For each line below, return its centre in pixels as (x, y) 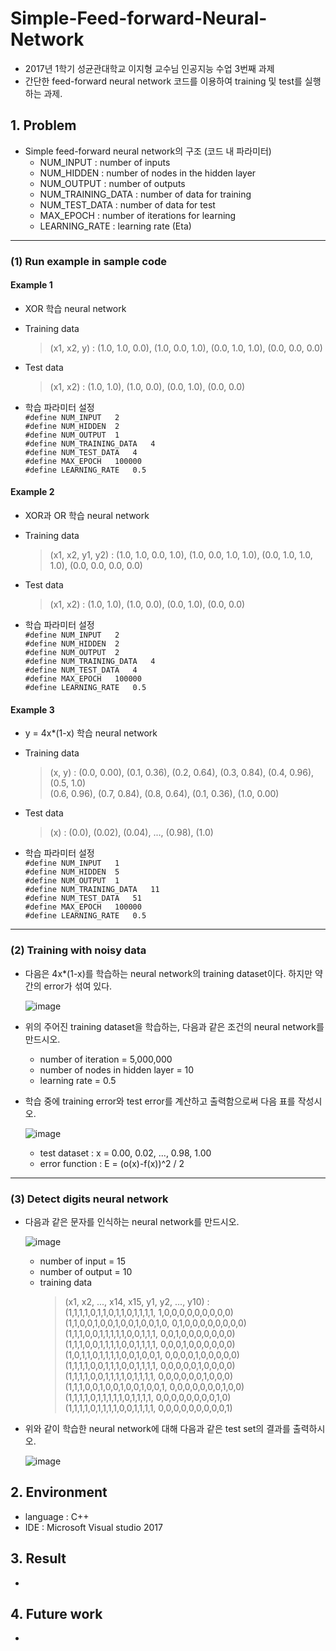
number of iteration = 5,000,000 (106, 1059)
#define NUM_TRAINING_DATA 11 (92, 890)
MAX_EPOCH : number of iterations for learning (138, 215)
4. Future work (56, 1613)
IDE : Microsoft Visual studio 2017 (93, 1527)
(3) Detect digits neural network (89, 1199)
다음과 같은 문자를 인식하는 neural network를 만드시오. (132, 1221)
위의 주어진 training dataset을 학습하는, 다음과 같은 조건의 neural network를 (174, 1026)
